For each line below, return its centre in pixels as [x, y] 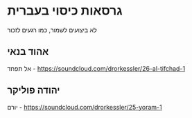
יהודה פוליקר [34, 91]
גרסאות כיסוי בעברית [65, 11]
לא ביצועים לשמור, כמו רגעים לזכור [52, 30]
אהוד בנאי [28, 52]
